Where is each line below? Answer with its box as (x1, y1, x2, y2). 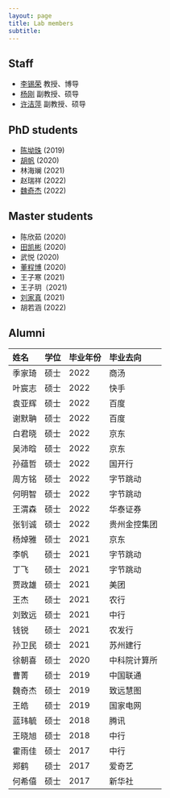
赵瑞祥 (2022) (19, 176, 67, 185)
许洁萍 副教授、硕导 (19, 99, 86, 109)
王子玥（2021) (19, 282, 68, 292)
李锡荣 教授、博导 (19, 79, 79, 89)
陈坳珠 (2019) (19, 146, 65, 155)
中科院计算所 (109, 655, 159, 666)
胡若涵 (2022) (19, 302, 67, 312)
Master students (8, 210, 93, 223)
